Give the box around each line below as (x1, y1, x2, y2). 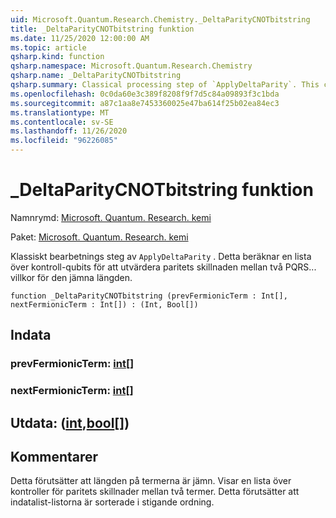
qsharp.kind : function (10, 52, 105, 62)
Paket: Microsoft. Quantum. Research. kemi (10, 231, 189, 243)
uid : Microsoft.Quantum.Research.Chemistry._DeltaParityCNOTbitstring (10, 14, 311, 25)
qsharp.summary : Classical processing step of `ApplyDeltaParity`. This (10, 80, 320, 90)
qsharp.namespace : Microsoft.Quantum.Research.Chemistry (10, 61, 253, 71)
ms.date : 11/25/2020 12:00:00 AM (10, 33, 150, 43)
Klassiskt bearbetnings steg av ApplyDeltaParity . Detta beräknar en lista (10, 250, 312, 262)
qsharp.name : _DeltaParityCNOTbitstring (10, 71, 182, 81)
